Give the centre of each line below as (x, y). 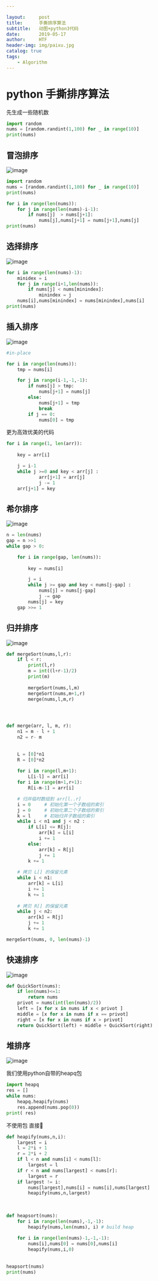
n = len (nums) (24, 535)
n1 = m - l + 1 (36, 732)
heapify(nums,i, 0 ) (51, 1249)
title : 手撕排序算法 (36, 23)
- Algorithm (32, 62)
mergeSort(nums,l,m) (54, 688)
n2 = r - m (30, 737)
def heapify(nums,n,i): (36, 1137)
